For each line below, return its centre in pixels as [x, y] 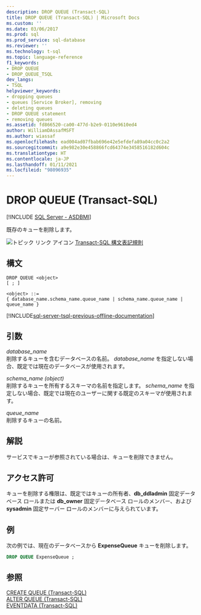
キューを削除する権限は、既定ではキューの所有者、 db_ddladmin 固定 [93, 493]
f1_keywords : [23, 63]
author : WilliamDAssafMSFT [40, 131]
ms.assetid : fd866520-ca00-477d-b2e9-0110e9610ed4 [72, 125]
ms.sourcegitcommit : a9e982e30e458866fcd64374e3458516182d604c [88, 147]
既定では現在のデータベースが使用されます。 [72, 366]
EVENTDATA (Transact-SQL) [42, 605]
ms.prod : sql [23, 35]
